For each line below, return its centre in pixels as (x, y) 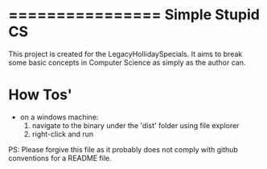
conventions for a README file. (60, 158)
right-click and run (63, 134)
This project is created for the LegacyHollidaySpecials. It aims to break (125, 54)
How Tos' (40, 95)
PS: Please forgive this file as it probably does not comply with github (123, 149)
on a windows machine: (59, 117)
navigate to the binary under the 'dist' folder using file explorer (136, 125)
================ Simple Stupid (134, 15)
